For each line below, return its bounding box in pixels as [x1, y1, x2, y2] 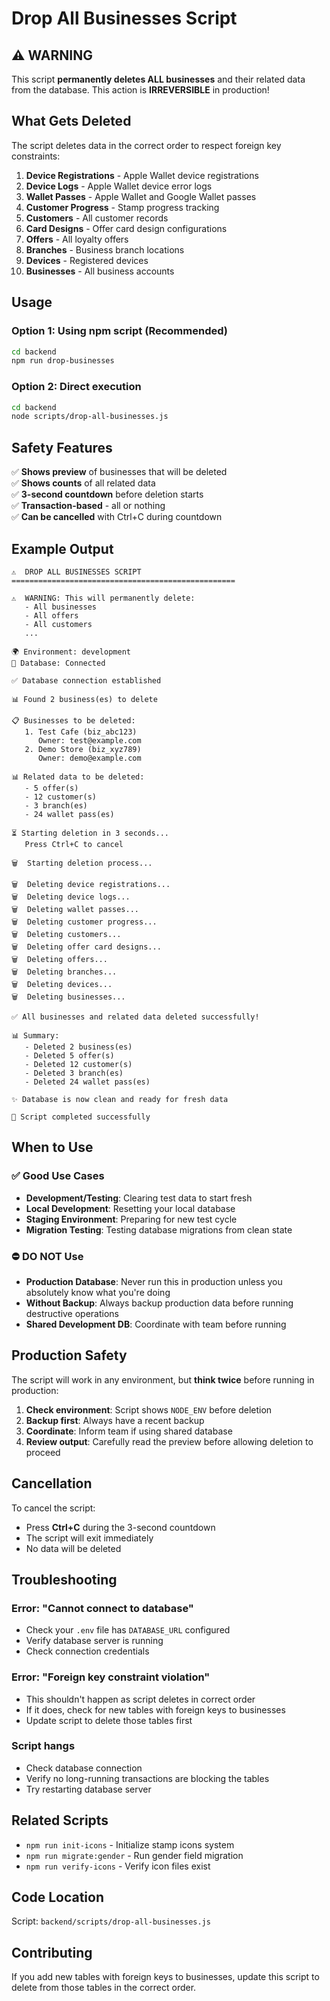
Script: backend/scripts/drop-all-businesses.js [11, 1915, 211, 1927]
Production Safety [11, 1347, 128, 1364]
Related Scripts [11, 1812, 109, 1829]
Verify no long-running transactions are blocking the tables [25, 1772, 270, 1784]
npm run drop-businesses [11, 356, 115, 366]
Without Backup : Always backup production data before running [25, 1297, 294, 1309]
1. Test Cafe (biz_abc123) [24, 727, 138, 737]
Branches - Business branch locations [25, 243, 185, 256]
